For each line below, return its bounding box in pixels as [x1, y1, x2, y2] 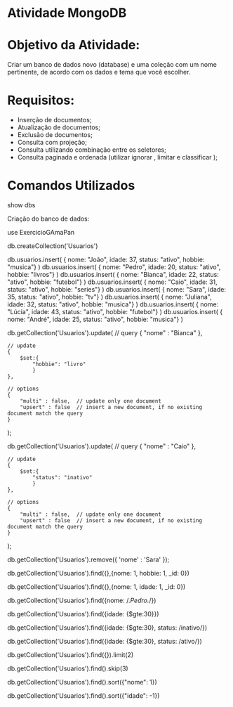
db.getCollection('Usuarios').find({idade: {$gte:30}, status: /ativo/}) [7, 637, 202, 645]
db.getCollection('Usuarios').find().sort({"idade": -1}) [7, 692, 160, 700]
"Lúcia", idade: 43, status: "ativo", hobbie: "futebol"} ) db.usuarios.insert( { [7, 308, 223, 316]
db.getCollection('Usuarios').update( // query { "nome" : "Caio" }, [7, 442, 197, 450]
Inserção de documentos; [17, 116, 92, 124]
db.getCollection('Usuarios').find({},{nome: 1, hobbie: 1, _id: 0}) [7, 569, 189, 577]
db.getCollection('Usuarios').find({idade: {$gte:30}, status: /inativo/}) [7, 623, 208, 632]
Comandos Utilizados [7, 178, 135, 194]
